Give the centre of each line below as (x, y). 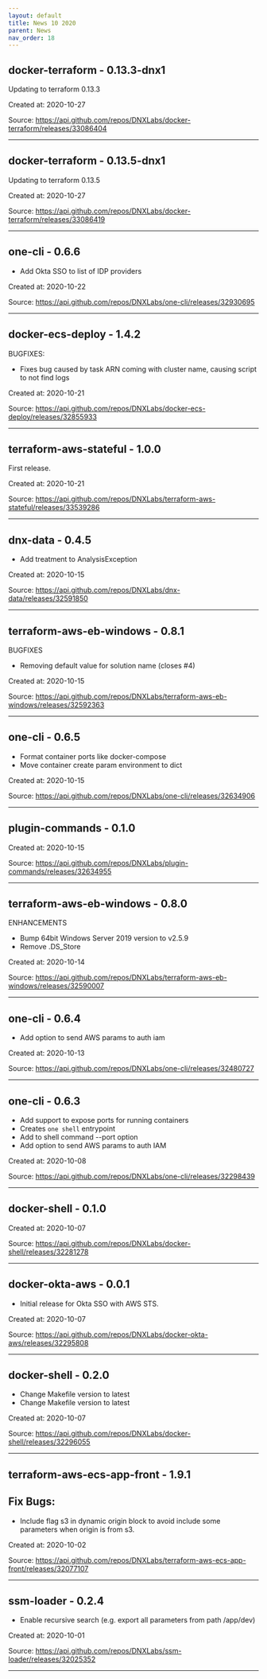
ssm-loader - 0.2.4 (56, 1601)
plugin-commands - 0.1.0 (72, 828)
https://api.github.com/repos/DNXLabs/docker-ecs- (120, 408)
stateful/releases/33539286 (54, 508)
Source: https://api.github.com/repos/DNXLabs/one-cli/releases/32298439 (132, 1176)
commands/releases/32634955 (60, 871)
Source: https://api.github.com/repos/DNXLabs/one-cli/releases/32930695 (132, 302)
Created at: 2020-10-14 (46, 962)
